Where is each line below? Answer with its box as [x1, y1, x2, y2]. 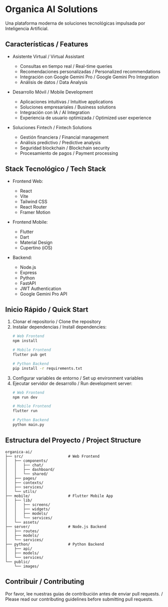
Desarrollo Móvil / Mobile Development [12, 89, 93, 95]
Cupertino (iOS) [20, 245, 53, 251]
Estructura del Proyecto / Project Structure [5, 436, 141, 445]
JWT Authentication [20, 285, 62, 291]
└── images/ [14, 564, 39, 569]
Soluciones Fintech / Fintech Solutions [12, 124, 92, 130]
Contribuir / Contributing [5, 577, 84, 586]
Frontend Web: [12, 178, 44, 184]
